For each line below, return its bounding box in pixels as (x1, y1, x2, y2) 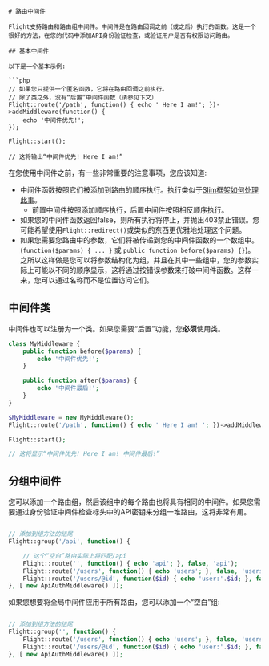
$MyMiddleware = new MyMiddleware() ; (8, 413, 134, 421)
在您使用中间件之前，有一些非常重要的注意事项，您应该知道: (8, 168, 207, 177)
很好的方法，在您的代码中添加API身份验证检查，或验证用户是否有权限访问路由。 (8, 31, 234, 39)
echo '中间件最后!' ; (37, 384, 100, 392)
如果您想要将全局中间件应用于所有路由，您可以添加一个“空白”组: (8, 597, 220, 607)
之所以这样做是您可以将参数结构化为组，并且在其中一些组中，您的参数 (19, 255, 252, 265)
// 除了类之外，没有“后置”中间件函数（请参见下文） (8, 94, 158, 102)
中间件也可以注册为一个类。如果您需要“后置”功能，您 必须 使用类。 (8, 323, 226, 333)
